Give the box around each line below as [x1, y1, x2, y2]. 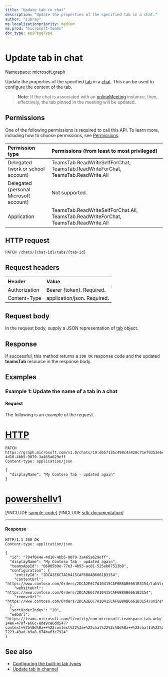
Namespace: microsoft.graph [5, 69, 65, 75]
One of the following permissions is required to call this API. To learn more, [5, 127, 159, 133]
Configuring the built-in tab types [12, 661, 81, 667]
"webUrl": [9, 612, 30, 617]
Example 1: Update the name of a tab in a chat [5, 388, 117, 395]
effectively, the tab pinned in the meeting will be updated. [17, 99, 136, 105]
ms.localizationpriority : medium [5, 21, 75, 27]
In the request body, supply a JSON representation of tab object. [5, 325, 138, 331]
